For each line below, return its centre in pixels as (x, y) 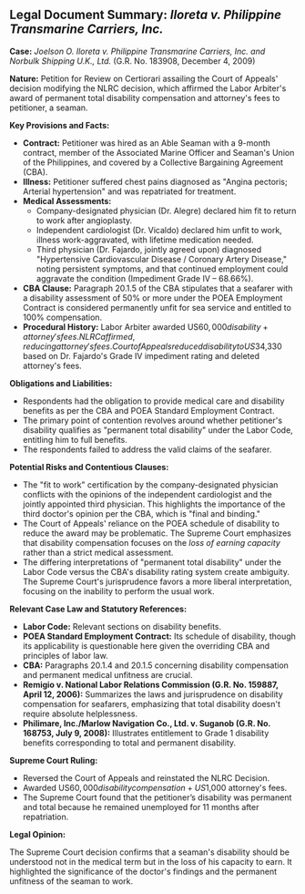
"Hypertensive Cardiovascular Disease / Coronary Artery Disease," (162, 259)
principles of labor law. (65, 655)
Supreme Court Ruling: (54, 760)
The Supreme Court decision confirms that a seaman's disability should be (149, 852)
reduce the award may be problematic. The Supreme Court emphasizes (157, 533)
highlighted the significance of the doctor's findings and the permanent (143, 871)
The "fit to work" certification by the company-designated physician (150, 484)
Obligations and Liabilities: (61, 383)
